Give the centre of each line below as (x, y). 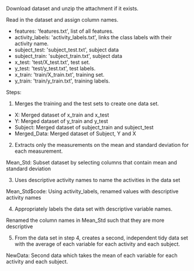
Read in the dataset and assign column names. (62, 20)
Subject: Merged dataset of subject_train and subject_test (84, 127)
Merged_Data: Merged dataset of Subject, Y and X (75, 133)
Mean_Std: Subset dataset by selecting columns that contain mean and (91, 162)
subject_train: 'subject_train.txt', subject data (68, 56)
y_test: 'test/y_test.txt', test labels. (55, 68)
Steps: (14, 92)
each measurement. (39, 151)
